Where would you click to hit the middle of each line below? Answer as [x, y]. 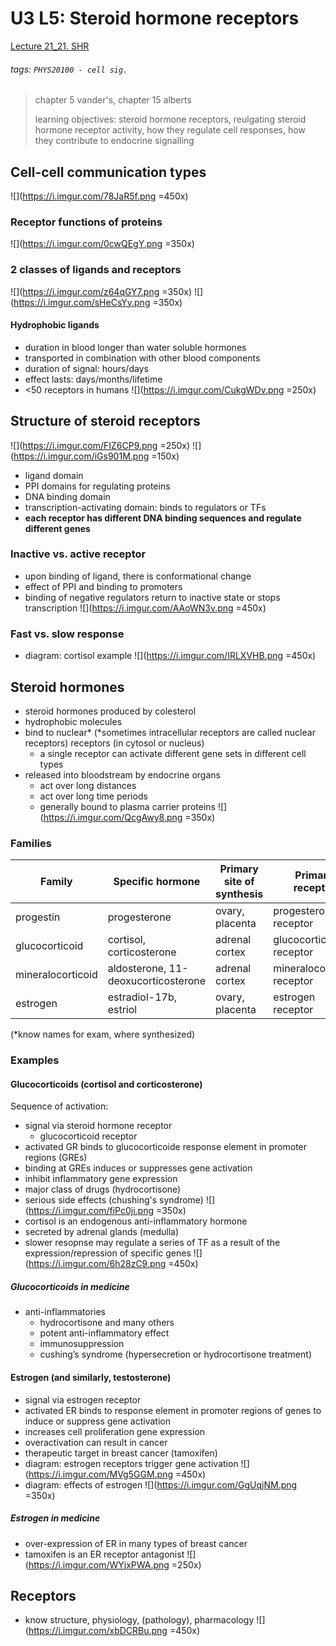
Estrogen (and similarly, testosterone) [91, 1377]
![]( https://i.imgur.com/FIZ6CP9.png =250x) [100, 445]
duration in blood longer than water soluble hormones [135, 347]
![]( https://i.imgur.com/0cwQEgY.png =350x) [102, 244]
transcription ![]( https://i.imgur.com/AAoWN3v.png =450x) [145, 608]
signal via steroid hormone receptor [98, 1126]
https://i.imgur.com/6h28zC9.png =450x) [113, 1264]
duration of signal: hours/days [86, 368]
